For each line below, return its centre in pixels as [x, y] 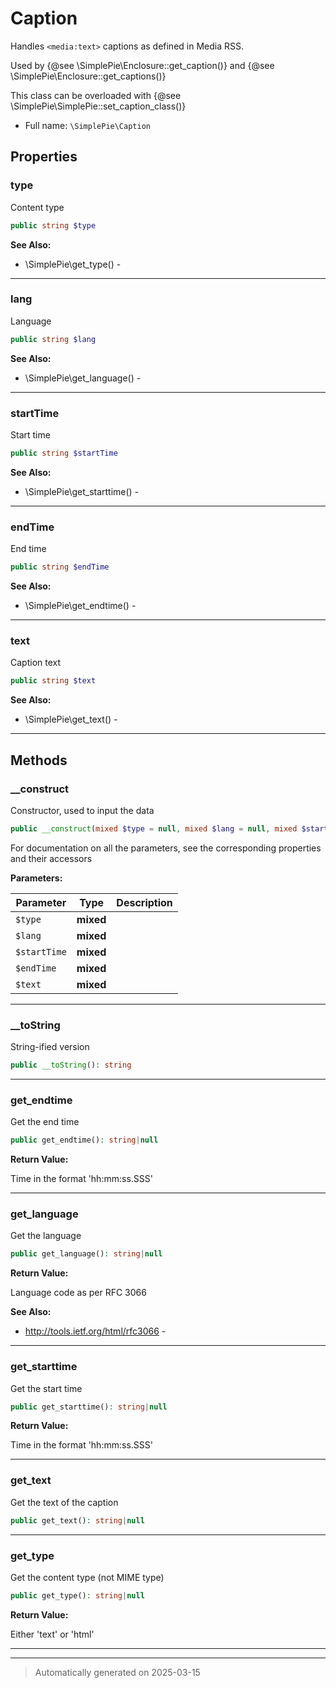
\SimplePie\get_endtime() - [80, 606]
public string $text [53, 681]
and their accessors [51, 858]
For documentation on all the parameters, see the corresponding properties [166, 848]
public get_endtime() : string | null [84, 1140]
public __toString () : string [71, 1065]
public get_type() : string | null [77, 1595]
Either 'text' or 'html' [52, 1634]
